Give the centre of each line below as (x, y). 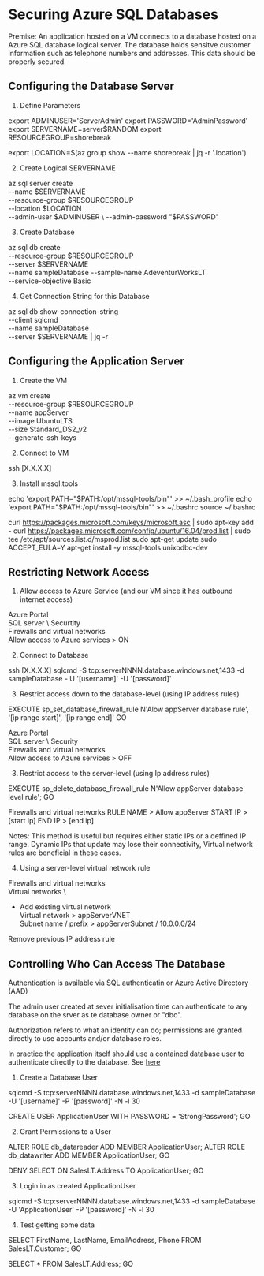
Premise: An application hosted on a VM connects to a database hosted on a (132, 36)
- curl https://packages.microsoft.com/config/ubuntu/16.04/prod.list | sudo (129, 531)
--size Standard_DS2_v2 (48, 429)
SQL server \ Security (43, 741)
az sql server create (41, 183)
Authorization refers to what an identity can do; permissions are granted (125, 1030)
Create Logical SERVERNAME (67, 168)
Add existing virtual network (65, 907)
